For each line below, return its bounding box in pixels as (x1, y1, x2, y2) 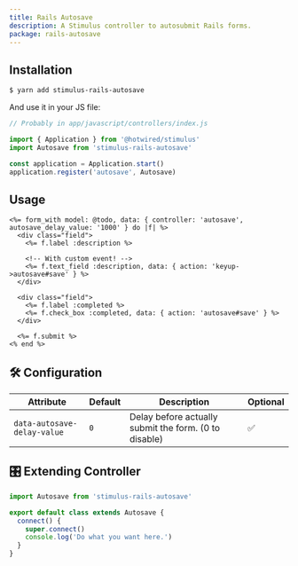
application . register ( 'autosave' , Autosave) (9, 168, 176, 177)
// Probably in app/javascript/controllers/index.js (9, 119, 208, 129)
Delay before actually (129, 411, 218, 423)
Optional (247, 396, 285, 408)
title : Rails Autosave (9, 12, 93, 22)
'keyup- (211, 263, 240, 271)
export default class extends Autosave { (9, 507, 165, 517)
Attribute (27, 396, 67, 408)
